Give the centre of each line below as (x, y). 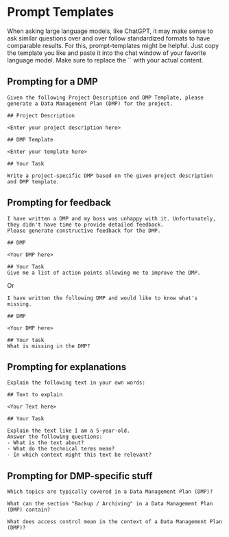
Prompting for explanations (67, 367)
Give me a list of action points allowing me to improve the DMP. (104, 273)
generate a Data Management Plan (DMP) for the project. (90, 104)
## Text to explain (35, 395)
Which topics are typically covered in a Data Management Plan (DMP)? (110, 492)
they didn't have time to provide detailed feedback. (86, 225)
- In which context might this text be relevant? (80, 455)
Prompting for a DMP (52, 82)
